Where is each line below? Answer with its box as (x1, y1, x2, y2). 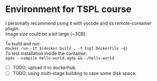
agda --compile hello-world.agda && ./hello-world (5, 55, 114, 61)
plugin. (5, 25, 20, 31)
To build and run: (5, 40, 41, 46)
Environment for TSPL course (5, 4, 132, 15)
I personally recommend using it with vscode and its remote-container (5, 20, 152, 26)
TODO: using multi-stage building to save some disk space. (12, 70, 137, 76)
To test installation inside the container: (5, 50, 87, 56)
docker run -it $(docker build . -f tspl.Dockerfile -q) (5, 46, 128, 51)
